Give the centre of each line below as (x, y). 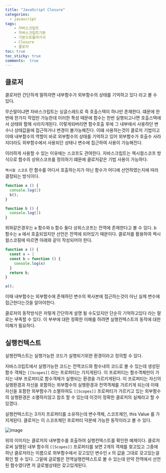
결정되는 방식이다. (23, 176)
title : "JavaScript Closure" (35, 10)
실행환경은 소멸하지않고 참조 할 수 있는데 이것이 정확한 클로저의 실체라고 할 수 (85, 397)
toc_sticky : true (23, 56)
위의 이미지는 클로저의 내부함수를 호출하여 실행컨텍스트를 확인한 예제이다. (76, 440)
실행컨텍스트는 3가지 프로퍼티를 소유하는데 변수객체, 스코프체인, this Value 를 (80, 414)
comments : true (22, 61)
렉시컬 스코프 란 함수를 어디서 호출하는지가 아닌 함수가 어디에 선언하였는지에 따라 (82, 170)
